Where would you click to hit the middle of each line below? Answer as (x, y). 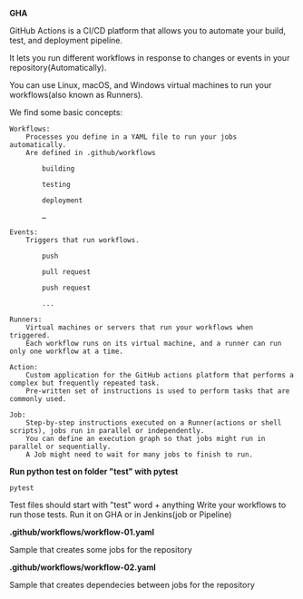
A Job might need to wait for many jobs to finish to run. (140, 455)
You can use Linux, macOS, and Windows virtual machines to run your (141, 85)
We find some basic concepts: (66, 112)
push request (67, 288)
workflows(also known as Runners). (76, 95)
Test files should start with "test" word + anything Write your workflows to (148, 505)
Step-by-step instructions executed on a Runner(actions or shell (154, 423)
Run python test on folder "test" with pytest (94, 471)
